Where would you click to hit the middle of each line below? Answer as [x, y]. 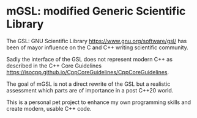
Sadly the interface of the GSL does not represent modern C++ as [90, 59]
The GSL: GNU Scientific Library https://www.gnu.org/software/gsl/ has [97, 41]
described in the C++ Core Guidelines [54, 66]
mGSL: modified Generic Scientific [96, 11]
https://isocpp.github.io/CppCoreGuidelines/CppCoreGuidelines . [88, 72]
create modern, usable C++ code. [49, 108]
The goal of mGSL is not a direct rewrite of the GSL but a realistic [88, 84]
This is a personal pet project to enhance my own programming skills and [99, 102]
